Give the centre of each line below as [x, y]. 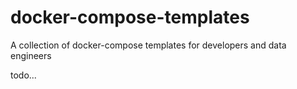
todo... [23, 75]
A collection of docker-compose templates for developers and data [148, 45]
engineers [31, 55]
